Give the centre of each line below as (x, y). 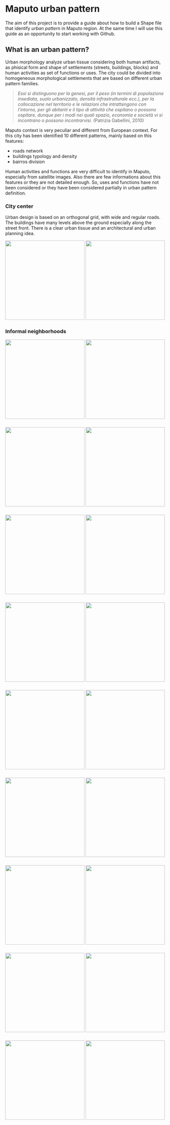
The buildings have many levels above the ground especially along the (78, 223)
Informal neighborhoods (36, 331)
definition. (16, 193)
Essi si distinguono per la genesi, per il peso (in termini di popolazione (91, 93)
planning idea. (20, 234)
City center (19, 206)
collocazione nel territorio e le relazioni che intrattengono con (82, 104)
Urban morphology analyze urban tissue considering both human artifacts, (83, 62)
